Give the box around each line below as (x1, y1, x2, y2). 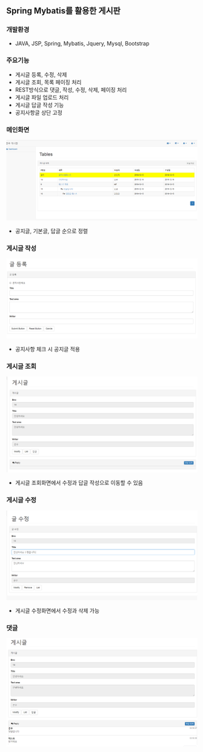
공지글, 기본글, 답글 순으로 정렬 (15, 227, 88, 234)
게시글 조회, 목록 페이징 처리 (15, 78, 82, 86)
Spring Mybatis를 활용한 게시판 (6, 5, 121, 16)
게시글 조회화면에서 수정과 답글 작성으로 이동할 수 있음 (15, 479, 144, 487)
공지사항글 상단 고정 (15, 109, 62, 116)
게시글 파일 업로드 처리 (15, 94, 69, 101)
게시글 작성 (6, 244, 37, 252)
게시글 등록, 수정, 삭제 (15, 70, 67, 78)
